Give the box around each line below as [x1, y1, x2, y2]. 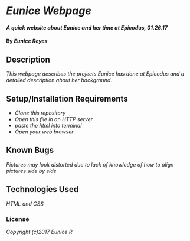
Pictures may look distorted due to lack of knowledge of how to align [6, 161, 174, 168]
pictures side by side [6, 167, 57, 174]
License [6, 214, 30, 223]
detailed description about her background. [6, 77, 112, 84]
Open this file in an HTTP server [14, 116, 93, 122]
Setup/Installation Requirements [6, 93, 128, 104]
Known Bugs [6, 145, 54, 155]
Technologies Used [6, 184, 78, 194]
